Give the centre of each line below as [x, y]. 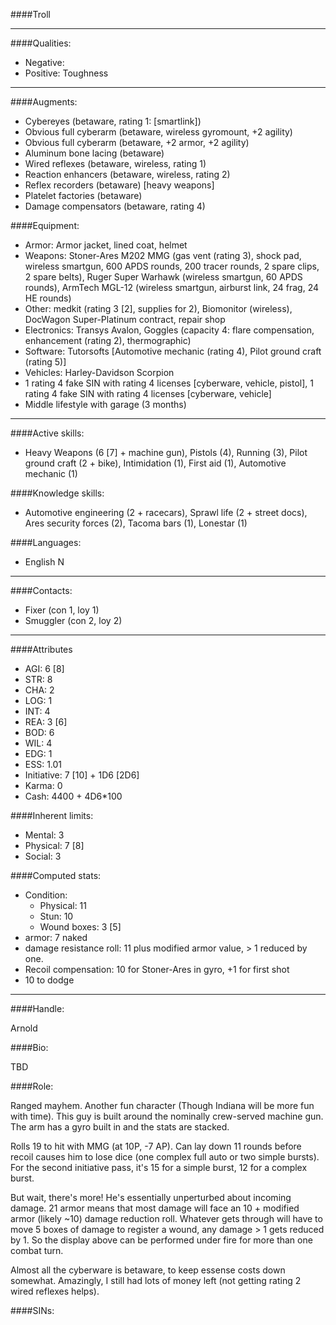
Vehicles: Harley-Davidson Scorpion [99, 372]
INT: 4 [37, 711]
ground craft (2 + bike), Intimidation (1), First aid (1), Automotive [155, 463]
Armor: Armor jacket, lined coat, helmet [106, 245]
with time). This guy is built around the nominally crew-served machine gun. [167, 1116]
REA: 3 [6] [46, 722]
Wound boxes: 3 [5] [80, 927]
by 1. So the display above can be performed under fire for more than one [161, 1240]
